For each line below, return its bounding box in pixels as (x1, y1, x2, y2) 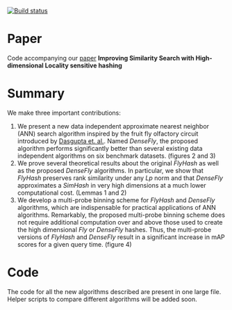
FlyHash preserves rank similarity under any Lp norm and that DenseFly (17, 174, 224, 182)
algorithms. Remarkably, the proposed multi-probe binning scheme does (17, 211, 226, 219)
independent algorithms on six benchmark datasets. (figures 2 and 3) (17, 152, 216, 160)
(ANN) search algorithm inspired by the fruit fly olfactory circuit (17, 129, 199, 138)
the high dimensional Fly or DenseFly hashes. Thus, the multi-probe (17, 225, 212, 234)
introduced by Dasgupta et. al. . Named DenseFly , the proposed (17, 136, 199, 145)
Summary (7, 85, 65, 101)
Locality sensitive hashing (44, 61, 123, 70)
